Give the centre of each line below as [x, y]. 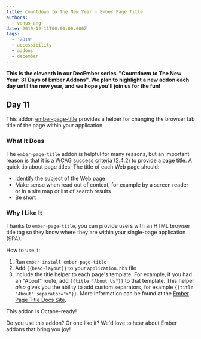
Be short [25, 197]
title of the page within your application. [55, 126]
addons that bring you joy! [39, 329]
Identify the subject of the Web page [60, 178]
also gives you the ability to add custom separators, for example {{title [104, 287]
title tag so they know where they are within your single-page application [96, 232]
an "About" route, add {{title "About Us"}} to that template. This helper [104, 281]
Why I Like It [25, 213]
